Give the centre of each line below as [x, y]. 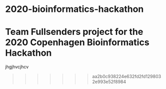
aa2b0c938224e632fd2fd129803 [127, 77]
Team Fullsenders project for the [74, 32]
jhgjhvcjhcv [17, 67]
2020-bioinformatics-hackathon [74, 9]
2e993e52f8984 [109, 82]
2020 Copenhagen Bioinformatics [77, 43]
